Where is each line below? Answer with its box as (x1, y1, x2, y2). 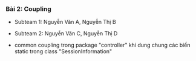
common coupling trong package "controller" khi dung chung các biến (14, 41, 191, 49)
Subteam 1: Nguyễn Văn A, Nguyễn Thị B (14, 19, 116, 26)
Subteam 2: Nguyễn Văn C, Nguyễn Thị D (14, 30, 118, 37)
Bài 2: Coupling (5, 5, 52, 13)
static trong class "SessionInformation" (14, 48, 113, 55)
